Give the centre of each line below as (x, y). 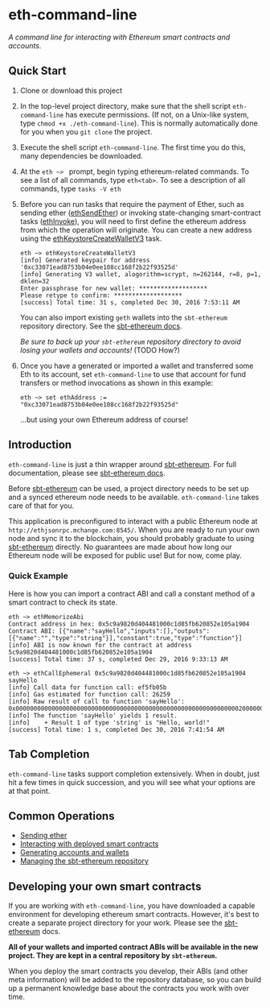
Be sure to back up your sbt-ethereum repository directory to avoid (130, 341)
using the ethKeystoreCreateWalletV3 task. (91, 238)
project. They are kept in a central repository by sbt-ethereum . (113, 956)
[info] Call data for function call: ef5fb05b (88, 687)
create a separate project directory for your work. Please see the (115, 923)
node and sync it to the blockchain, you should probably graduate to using (131, 538)
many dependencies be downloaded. (81, 155)
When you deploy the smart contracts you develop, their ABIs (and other (128, 971)
